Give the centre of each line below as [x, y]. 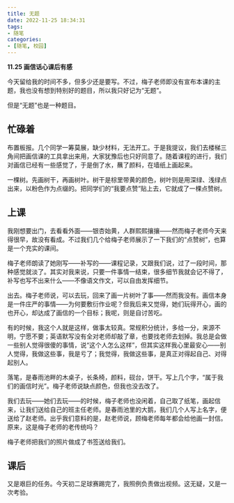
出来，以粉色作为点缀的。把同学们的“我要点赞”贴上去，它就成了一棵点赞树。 [117, 188]
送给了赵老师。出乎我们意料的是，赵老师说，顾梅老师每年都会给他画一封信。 [117, 418]
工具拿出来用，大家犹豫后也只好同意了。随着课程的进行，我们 [138, 156]
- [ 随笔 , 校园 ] [27, 46]
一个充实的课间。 [38, 248]
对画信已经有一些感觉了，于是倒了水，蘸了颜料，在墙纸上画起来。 [102, 165]
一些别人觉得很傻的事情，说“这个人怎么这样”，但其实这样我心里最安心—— [114, 345]
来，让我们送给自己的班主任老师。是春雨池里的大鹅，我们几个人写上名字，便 [117, 410]
